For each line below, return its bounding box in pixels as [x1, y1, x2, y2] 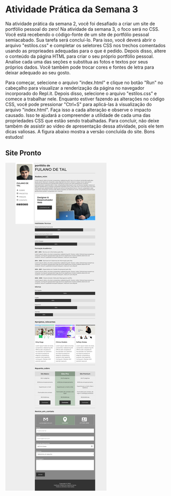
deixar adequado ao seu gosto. [5, 69, 71, 75]
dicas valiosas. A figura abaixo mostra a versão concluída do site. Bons [5, 128, 155, 134]
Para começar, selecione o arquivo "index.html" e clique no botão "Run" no [5, 79, 163, 86]
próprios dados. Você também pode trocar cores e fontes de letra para [5, 64, 154, 70]
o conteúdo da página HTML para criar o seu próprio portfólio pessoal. [5, 53, 154, 59]
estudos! [5, 134, 24, 140]
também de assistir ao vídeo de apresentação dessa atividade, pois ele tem [5, 123, 164, 129]
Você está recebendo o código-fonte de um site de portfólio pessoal [5, 31, 150, 37]
